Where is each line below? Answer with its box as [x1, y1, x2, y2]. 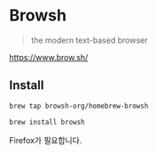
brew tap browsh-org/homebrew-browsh [9, 101, 149, 110]
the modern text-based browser [30, 35, 148, 45]
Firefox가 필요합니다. [9, 134, 82, 145]
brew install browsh [9, 118, 86, 126]
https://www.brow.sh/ [9, 52, 89, 62]
